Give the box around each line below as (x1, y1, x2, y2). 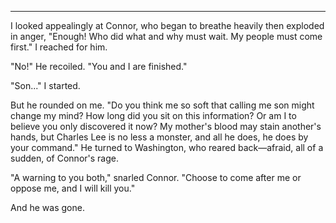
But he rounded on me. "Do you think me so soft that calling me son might (10, 99, 315, 111)
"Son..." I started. (10, 80, 81, 91)
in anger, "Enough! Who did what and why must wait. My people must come (10, 31, 323, 42)
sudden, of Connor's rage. (10, 152, 119, 164)
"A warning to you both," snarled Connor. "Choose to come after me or (10, 172, 302, 183)
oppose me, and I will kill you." (10, 182, 136, 194)
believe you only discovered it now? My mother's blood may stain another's (10, 121, 322, 132)
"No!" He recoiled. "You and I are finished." (10, 61, 188, 72)
